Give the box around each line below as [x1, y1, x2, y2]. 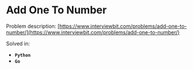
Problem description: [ [6, 23, 60, 30]
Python [14, 52, 31, 58]
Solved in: [6, 40, 30, 47]
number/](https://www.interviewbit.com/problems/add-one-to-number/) [6, 28, 180, 35]
